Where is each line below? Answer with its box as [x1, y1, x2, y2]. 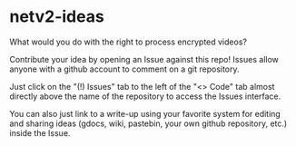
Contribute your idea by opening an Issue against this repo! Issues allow [9, 54, 280, 64]
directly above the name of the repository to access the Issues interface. [9, 91, 281, 102]
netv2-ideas [9, 6, 104, 27]
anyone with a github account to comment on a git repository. [9, 63, 240, 74]
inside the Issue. [9, 127, 71, 138]
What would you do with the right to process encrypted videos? [9, 36, 248, 47]
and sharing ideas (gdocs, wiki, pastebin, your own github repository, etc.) [9, 118, 288, 129]
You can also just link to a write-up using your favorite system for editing [9, 108, 281, 119]
